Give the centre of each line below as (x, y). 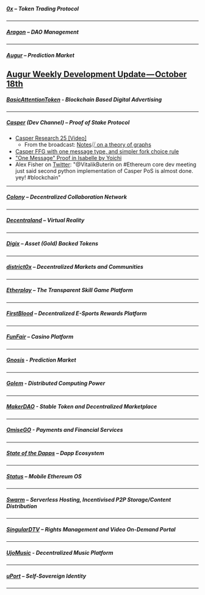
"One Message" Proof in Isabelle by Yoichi (68, 158)
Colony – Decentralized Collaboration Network (67, 197)
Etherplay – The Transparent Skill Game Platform (70, 290)
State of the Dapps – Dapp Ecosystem (56, 453)
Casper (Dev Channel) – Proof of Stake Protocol (68, 123)
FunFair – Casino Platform (40, 337)
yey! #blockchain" (38, 177)
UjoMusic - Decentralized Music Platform (60, 552)
